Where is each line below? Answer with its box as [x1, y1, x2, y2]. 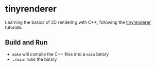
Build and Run [5, 39, 48, 47]
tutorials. [5, 24, 23, 30]
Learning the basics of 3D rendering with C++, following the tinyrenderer [5, 19, 151, 25]
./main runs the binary [12, 56, 57, 62]
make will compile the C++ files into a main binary [12, 51, 109, 57]
